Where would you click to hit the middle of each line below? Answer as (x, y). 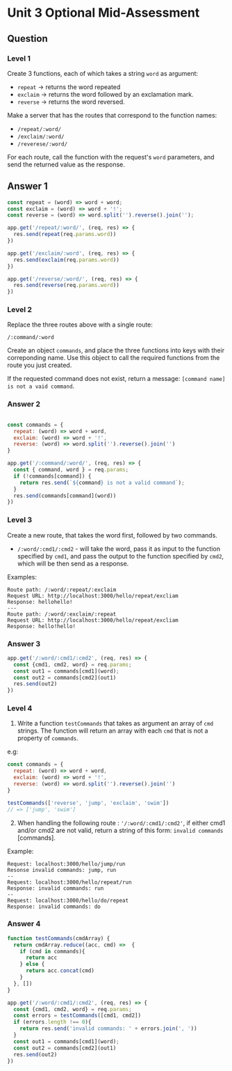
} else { (32, 964)
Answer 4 (24, 924)
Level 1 (19, 58)
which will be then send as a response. (73, 563)
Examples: (22, 577)
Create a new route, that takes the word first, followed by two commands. (112, 535)
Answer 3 (24, 643)
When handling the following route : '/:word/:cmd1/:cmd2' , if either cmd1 (121, 822)
